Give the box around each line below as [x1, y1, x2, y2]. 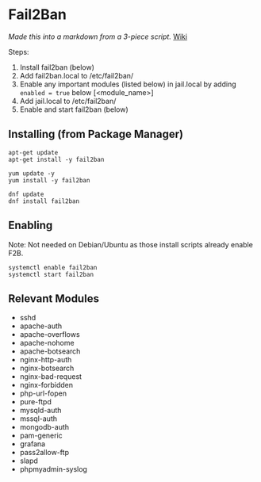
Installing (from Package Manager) [8, 128, 184, 141]
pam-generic [19, 430, 63, 441]
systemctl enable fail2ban [8, 263, 98, 271]
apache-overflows [19, 330, 81, 339]
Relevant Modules [8, 292, 99, 305]
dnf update [8, 190, 44, 198]
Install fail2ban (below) [19, 62, 95, 72]
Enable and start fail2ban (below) [19, 105, 129, 114]
